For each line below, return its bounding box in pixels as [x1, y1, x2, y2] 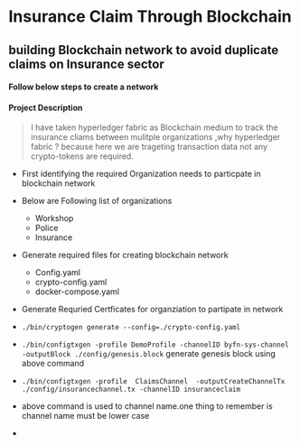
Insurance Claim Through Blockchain [8, 6, 292, 27]
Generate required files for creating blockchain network [21, 250, 229, 261]
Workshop [34, 213, 74, 224]
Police [34, 223, 59, 234]
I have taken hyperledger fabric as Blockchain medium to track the [30, 122, 278, 133]
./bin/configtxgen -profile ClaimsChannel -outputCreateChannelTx [21, 377, 286, 386]
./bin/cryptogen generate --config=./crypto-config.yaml [21, 323, 241, 332]
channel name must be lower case [21, 411, 150, 422]
